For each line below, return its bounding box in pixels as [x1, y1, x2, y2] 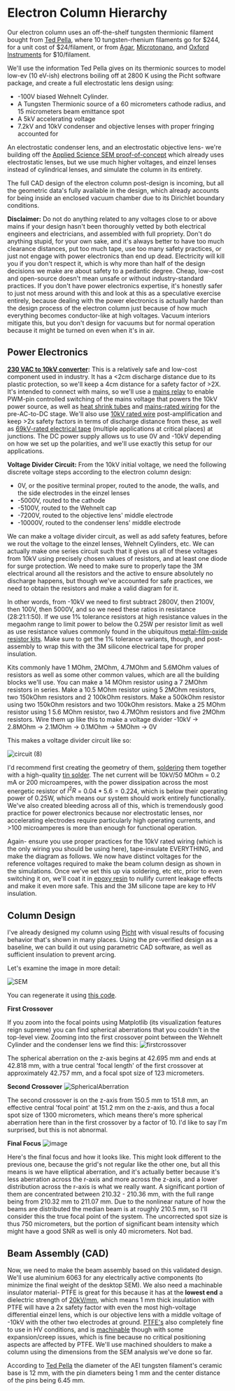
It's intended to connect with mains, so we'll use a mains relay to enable [7, 387, 215, 396]
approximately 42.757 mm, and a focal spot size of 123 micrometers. [7, 1069, 205, 1078]
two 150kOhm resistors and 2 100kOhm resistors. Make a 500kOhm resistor [7, 692, 225, 701]
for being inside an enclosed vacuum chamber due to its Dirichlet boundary [7, 194, 225, 202]
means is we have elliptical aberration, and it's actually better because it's [7, 1168, 220, 1176]
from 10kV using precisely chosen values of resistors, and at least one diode [7, 554, 227, 562]
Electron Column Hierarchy [7, 5, 168, 21]
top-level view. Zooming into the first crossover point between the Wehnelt [7, 1033, 222, 1041]
